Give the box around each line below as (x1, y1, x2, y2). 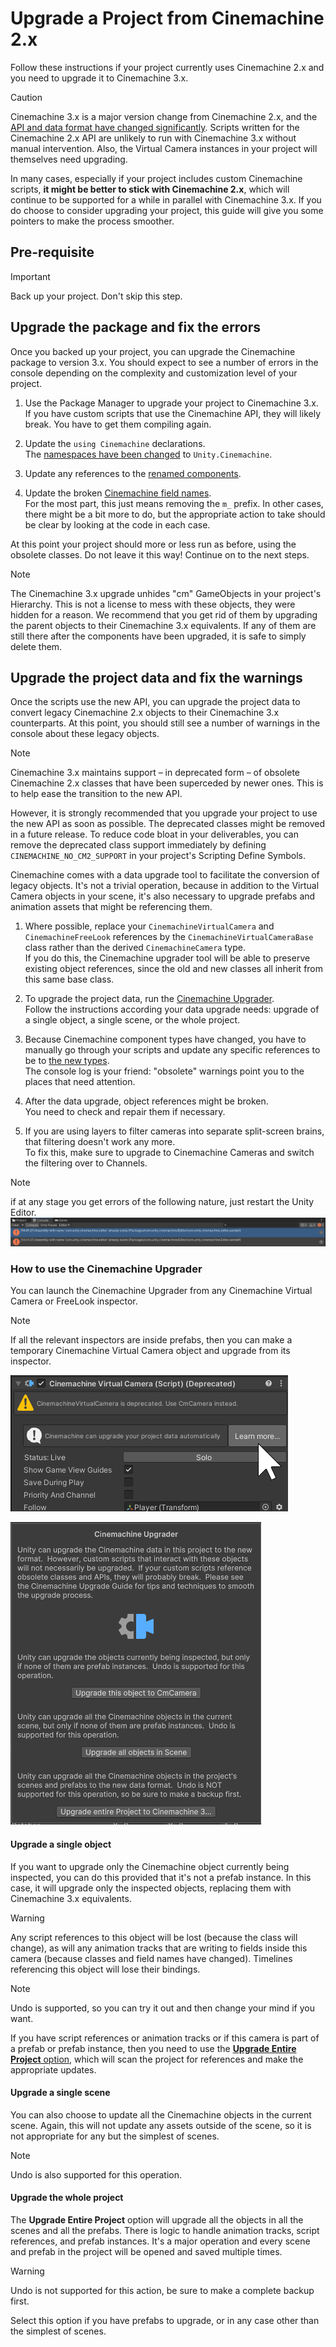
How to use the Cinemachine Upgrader (10, 1262, 203, 1276)
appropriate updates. (10, 2063, 97, 2076)
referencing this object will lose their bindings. (10, 1963, 201, 1975)
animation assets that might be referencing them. (10, 901, 213, 913)
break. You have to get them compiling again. (24, 418, 212, 430)
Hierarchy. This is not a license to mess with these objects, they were (10, 598, 296, 610)
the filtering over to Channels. (24, 1157, 148, 1169)
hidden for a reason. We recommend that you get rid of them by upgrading (10, 608, 318, 621)
